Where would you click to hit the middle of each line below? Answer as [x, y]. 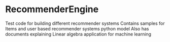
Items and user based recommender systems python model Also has [77, 28]
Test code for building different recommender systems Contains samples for [85, 23]
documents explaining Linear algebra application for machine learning [78, 34]
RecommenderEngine [52, 9]
